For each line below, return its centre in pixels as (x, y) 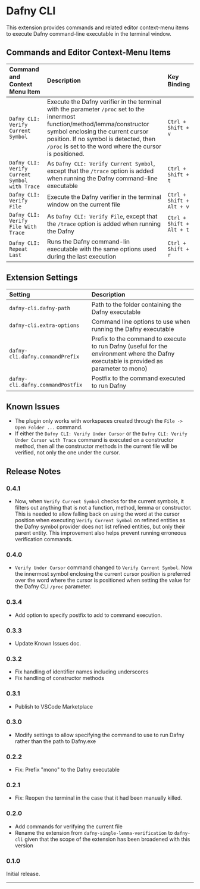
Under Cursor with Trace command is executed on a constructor (94, 440)
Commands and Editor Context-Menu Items (89, 53)
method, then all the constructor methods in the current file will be (96, 446)
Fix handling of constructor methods (59, 678)
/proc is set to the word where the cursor (104, 146)
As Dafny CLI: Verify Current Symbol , (101, 163)
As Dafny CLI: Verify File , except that (102, 216)
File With (23, 227)
